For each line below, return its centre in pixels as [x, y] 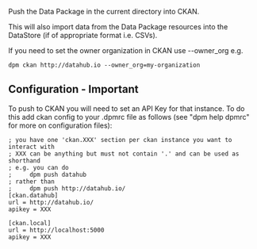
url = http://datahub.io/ [51, 202]
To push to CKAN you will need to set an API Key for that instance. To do [127, 108]
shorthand [25, 161]
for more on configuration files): [60, 125]
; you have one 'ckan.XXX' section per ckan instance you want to [120, 140]
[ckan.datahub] [33, 195]
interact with [32, 147]
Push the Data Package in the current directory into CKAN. [104, 11]
